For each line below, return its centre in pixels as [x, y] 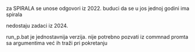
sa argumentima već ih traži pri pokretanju [57, 43]
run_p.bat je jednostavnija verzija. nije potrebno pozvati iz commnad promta [97, 37]
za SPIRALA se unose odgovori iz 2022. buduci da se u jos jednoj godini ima [98, 8]
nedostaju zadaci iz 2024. [37, 26]
